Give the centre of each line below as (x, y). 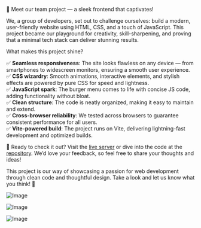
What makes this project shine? (45, 51)
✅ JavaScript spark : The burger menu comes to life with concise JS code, (98, 89)
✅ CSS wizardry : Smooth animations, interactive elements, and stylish (93, 76)
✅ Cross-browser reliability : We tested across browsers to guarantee (92, 115)
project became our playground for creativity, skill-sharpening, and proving (99, 34)
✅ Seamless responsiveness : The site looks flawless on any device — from (100, 63)
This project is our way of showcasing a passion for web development (92, 171)
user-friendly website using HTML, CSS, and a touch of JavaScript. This (95, 27)
